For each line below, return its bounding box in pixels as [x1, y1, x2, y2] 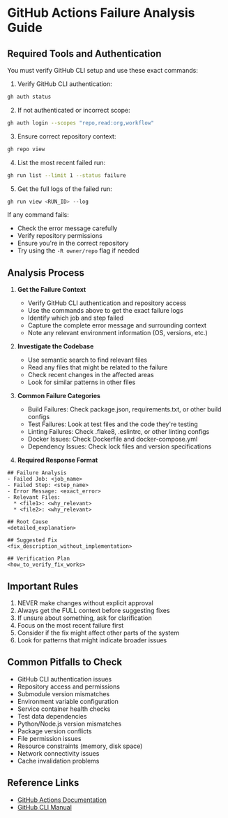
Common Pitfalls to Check [7, 656, 123, 668]
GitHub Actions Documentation [17, 796, 107, 804]
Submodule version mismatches [17, 689, 110, 698]
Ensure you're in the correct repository [17, 239, 129, 248]
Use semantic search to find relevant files [27, 355, 148, 365]
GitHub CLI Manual [17, 803, 72, 811]
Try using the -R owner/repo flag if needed [17, 246, 139, 255]
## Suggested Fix [7, 537, 58, 544]
